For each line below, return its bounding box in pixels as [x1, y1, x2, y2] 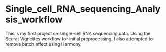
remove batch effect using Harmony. [5, 41, 82, 47]
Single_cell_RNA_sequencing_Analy [5, 3, 161, 15]
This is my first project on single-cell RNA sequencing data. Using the [5, 30, 151, 36]
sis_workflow [5, 14, 63, 25]
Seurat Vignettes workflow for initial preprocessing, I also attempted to [5, 36, 153, 42]
